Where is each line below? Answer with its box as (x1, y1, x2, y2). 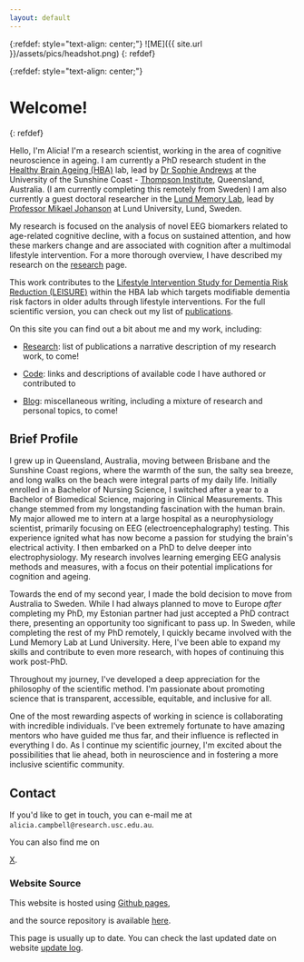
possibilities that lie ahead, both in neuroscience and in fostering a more (9, 749, 279, 760)
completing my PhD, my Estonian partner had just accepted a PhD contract (9, 608, 289, 619)
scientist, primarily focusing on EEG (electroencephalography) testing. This (9, 523, 290, 534)
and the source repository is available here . (9, 915, 172, 927)
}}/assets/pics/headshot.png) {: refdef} (9, 47, 156, 59)
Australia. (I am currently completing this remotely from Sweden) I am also (9, 183, 288, 194)
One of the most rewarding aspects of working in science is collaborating (9, 710, 283, 722)
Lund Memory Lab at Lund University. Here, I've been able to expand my (9, 637, 281, 648)
